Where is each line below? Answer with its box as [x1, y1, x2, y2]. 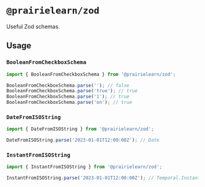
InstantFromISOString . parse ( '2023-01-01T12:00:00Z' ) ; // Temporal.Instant [6, 175, 201, 182]
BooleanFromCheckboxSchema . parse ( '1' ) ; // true [6, 94, 130, 100]
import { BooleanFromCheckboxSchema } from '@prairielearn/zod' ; [6, 71, 176, 78]
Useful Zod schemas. [6, 23, 60, 30]
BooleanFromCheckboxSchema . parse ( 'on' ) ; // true [6, 100, 132, 106]
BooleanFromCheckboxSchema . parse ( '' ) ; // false [6, 82, 130, 89]
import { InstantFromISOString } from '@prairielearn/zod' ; [6, 164, 163, 170]
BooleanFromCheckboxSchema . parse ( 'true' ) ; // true [6, 88, 138, 94]
